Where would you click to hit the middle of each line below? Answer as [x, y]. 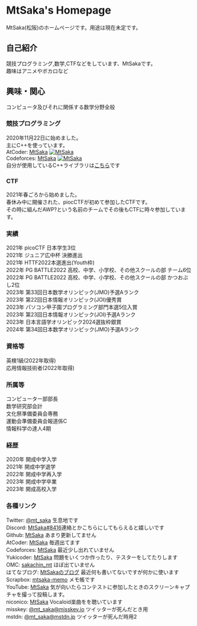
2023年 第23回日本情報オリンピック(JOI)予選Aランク [71, 315]
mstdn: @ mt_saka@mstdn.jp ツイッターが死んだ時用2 [72, 616]
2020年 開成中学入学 [32, 459]
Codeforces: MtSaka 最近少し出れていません [60, 549]
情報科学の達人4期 [29, 429]
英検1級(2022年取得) [31, 361]
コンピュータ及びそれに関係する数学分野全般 [61, 107]
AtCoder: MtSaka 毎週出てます [43, 542]
